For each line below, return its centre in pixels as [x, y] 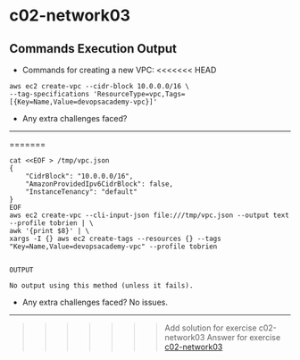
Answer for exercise [244, 337]
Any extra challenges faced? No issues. [95, 302]
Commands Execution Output [93, 49]
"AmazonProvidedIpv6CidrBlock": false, [100, 184]
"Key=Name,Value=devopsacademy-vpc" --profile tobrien [113, 247]
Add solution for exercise [211, 328]
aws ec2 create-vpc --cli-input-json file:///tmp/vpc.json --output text [150, 215]
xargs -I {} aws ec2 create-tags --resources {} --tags [115, 239]
